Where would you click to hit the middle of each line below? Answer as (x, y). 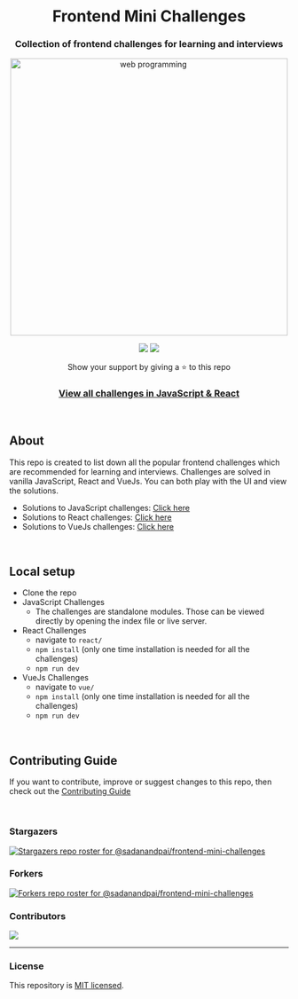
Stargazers (33, 831)
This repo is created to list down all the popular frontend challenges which (145, 462)
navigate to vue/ (65, 687)
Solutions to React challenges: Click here (97, 517)
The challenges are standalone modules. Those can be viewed (149, 612)
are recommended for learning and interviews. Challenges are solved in (140, 471)
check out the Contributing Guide (70, 791)
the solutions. (34, 491)
